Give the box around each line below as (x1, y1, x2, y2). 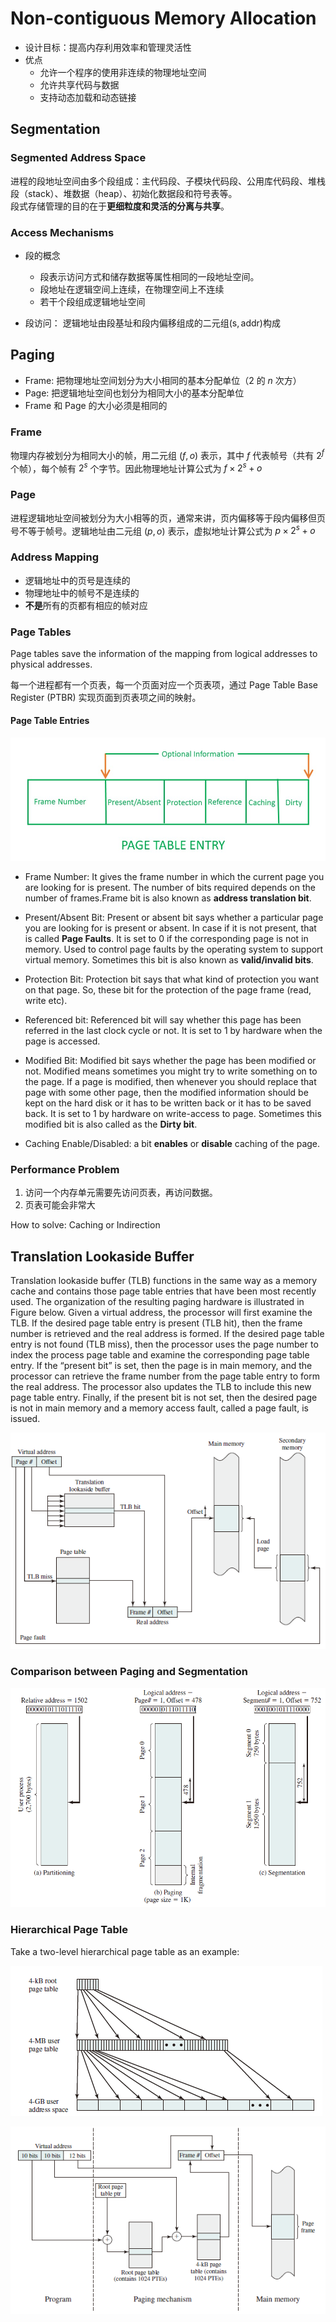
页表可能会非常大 (24, 1199, 96, 1211)
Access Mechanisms (10, 225, 115, 239)
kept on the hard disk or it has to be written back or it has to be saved (24, 1097, 312, 1109)
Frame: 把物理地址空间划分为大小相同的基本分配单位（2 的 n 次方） (24, 374, 302, 386)
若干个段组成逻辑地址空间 (39, 295, 146, 307)
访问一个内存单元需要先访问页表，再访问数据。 (24, 1187, 218, 1199)
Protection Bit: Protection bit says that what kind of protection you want (24, 973, 320, 985)
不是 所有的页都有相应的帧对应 (24, 599, 148, 611)
